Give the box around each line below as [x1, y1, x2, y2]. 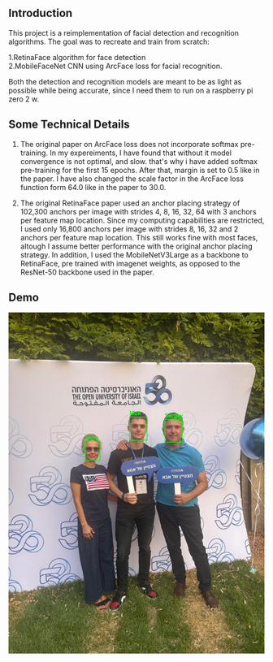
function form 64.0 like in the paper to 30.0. [19, 182, 167, 192]
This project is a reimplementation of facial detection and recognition [8, 28, 240, 37]
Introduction [8, 6, 73, 20]
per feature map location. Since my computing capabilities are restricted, [19, 215, 265, 225]
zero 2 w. [8, 93, 39, 104]
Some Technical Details [8, 118, 130, 132]
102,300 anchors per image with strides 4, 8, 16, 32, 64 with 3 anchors [19, 206, 258, 216]
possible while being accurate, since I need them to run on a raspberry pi [8, 85, 253, 95]
